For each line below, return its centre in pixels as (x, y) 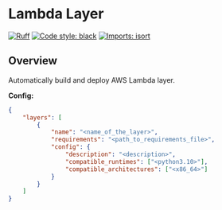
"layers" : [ (42, 117)
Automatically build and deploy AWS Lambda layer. (92, 80)
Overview (33, 61)
